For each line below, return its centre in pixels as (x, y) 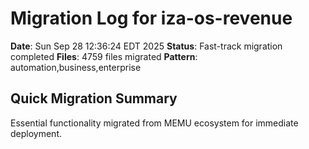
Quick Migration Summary (94, 98)
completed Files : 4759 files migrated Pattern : (104, 56)
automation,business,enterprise (76, 67)
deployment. (36, 133)
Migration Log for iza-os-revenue (151, 18)
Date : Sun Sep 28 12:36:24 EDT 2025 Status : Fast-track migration (146, 46)
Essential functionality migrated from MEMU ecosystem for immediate (154, 123)
